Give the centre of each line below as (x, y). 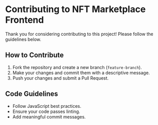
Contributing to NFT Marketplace (75, 9)
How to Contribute (35, 55)
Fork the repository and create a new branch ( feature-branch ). (77, 67)
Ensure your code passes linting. (46, 111)
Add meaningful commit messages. (49, 116)
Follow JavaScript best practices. (47, 106)
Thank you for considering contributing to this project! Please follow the (80, 34)
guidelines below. (23, 39)
